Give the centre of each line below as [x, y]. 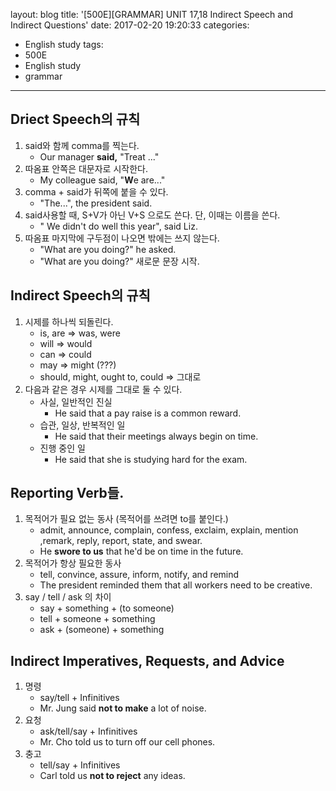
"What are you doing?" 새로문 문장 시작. [119, 261]
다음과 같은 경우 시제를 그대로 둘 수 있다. [103, 389]
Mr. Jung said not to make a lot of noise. [123, 708]
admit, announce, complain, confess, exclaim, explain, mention [169, 530]
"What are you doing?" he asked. [108, 249]
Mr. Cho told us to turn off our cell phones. [127, 742]
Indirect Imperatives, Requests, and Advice [147, 660]
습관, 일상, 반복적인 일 [82, 425]
